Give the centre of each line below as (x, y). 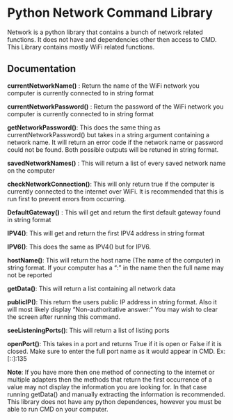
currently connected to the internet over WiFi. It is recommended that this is (116, 191)
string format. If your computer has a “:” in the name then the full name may (115, 267)
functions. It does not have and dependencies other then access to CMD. (112, 39)
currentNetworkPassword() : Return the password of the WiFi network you (115, 107)
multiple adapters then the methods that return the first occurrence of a (110, 379)
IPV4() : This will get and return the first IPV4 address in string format (106, 233)
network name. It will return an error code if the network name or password (115, 142)
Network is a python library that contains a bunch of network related (105, 32)
